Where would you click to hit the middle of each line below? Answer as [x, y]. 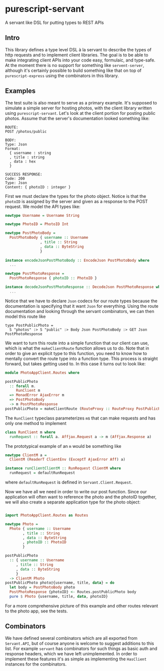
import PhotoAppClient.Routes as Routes [47, 515]
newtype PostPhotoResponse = [35, 274]
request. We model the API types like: [43, 207]
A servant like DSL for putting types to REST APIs [54, 22]
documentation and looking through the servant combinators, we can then [80, 311]
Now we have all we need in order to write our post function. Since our [76, 492]
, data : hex [23, 161]
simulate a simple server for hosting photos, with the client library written [79, 108]
